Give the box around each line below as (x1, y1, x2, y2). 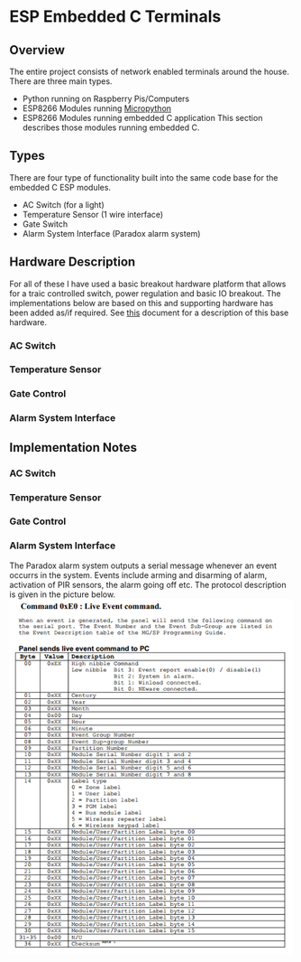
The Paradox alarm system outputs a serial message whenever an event (9, 560, 278, 571)
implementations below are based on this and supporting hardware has (9, 297, 274, 308)
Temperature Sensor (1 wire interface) (22, 209, 164, 219)
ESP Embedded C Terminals (9, 6, 222, 27)
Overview (9, 42, 66, 58)
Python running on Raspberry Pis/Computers (22, 93, 190, 104)
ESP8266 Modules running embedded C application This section (22, 113, 263, 123)
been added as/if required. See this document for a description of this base (9, 307, 289, 318)
